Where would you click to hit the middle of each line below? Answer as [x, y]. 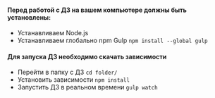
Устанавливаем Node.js [53, 33]
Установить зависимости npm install [74, 80]
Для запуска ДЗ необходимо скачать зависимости [87, 56]
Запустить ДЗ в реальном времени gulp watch [87, 87]
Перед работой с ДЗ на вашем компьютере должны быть [97, 10]
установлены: [29, 17]
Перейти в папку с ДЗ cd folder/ [67, 72]
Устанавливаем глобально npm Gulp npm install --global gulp [112, 41]
